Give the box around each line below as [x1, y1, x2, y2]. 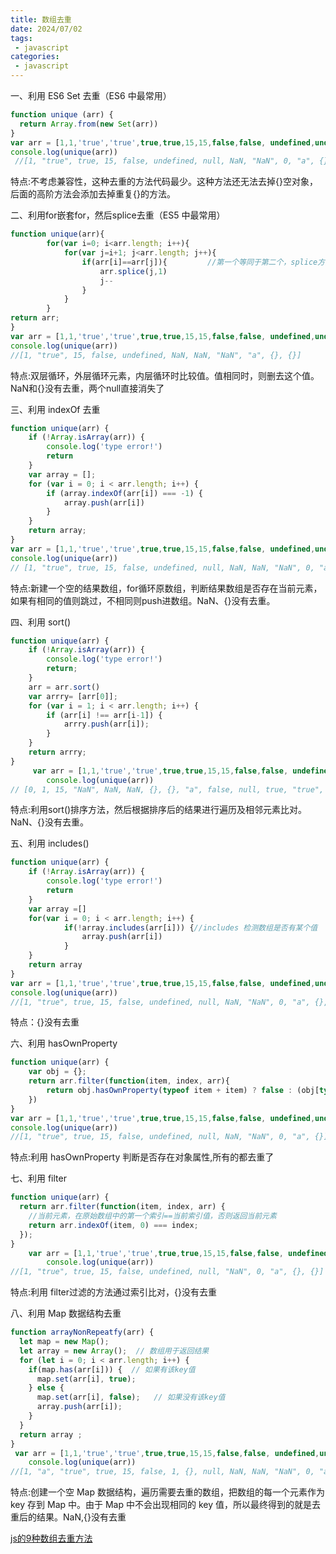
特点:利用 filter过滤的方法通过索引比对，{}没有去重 [10, 1286, 217, 1298]
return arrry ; [28, 747, 87, 757]
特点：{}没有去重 [10, 1016, 80, 1028]
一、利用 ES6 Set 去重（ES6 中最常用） [10, 90, 172, 101]
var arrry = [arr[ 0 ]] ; [28, 691, 118, 701]
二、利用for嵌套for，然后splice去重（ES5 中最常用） [10, 209, 226, 221]
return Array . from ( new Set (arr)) [19, 119, 159, 129]
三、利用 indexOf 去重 [10, 403, 101, 415]
